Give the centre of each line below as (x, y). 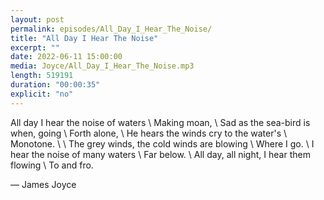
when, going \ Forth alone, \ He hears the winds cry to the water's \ (149, 133)
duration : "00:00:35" (55, 85)
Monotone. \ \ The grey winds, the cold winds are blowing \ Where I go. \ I (162, 143)
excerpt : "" (35, 47)
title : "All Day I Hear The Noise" (84, 38)
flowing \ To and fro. (52, 165)
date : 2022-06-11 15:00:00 (66, 57)
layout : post (37, 19)
